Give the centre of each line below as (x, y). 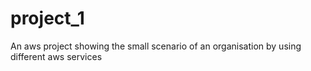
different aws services (56, 56)
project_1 (47, 18)
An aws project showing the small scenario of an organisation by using (156, 46)
